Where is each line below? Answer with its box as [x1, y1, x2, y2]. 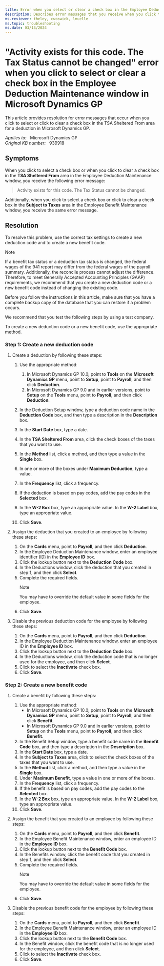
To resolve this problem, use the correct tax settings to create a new [5, 234, 143, 240]
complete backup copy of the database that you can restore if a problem [5, 299, 151, 305]
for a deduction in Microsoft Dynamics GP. [5, 126, 90, 131]
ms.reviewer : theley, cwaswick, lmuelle [5, 16, 89, 21]
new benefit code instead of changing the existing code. [5, 285, 119, 290]
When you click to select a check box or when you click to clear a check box [5, 167, 159, 173]
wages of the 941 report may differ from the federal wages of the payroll [5, 263, 150, 270]
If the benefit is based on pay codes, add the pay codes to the [19, 785, 145, 791]
